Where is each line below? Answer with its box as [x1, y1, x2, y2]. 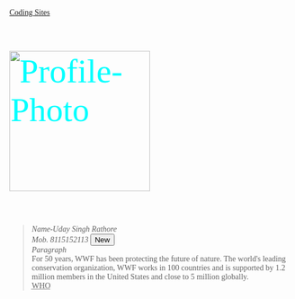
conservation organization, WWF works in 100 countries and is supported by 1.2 [31, 263, 286, 272]
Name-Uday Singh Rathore [31, 224, 117, 233]
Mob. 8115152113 [31, 235, 89, 244]
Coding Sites [9, 8, 50, 17]
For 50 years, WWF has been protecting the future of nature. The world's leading [31, 254, 286, 263]
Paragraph [31, 245, 67, 254]
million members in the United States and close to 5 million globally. [31, 272, 249, 281]
